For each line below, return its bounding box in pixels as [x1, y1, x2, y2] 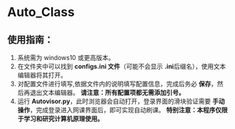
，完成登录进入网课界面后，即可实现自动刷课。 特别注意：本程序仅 [29, 106, 222, 114]
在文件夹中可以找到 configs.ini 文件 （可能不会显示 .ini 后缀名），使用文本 [17, 62, 226, 70]
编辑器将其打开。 [17, 71, 67, 79]
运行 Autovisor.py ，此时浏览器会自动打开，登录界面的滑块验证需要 [17, 97, 211, 105]
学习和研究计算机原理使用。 [23, 114, 104, 123]
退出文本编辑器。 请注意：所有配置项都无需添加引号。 [29, 89, 185, 96]
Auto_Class [7, 4, 75, 20]
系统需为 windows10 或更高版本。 [17, 54, 115, 61]
